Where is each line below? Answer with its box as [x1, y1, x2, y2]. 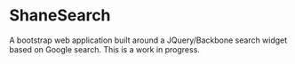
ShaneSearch [9, 5, 111, 26]
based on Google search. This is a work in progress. [9, 44, 200, 54]
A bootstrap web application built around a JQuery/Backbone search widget [9, 35, 288, 45]
